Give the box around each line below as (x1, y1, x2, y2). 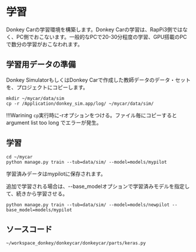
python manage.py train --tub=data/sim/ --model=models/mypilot (6, 159, 167, 165)
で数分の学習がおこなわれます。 (6, 41, 83, 48)
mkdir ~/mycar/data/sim (6, 95, 65, 101)
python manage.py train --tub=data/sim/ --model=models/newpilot (6, 201, 170, 208)
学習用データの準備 (6, 59, 76, 69)
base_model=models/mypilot (6, 207, 72, 213)
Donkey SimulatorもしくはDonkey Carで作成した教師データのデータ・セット (6, 76, 191, 83)
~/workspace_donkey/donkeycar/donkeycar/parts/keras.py (6, 240, 146, 246)
